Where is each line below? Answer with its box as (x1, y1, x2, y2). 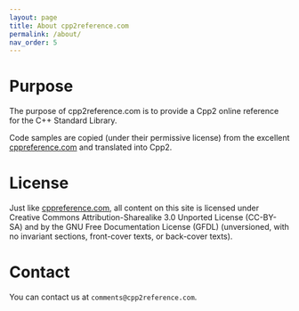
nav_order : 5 (9, 37, 58, 47)
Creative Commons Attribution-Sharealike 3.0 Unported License (9, 212, 244, 223)
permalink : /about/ (9, 29, 82, 38)
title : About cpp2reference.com (9, 21, 129, 30)
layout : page (9, 12, 58, 22)
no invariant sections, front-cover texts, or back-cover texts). (9, 231, 233, 241)
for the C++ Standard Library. (9, 115, 117, 126)
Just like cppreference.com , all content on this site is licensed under (9, 202, 260, 214)
